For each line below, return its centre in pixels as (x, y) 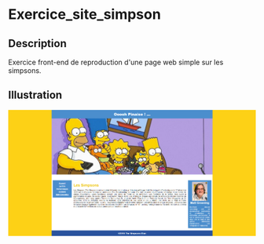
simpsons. (25, 71)
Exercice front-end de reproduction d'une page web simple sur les (116, 62)
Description (37, 44)
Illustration (35, 95)
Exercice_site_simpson (84, 15)
